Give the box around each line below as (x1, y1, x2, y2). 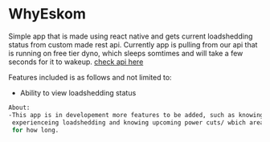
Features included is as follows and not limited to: (8, 72, 172, 82)
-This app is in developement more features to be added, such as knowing (8, 111, 264, 119)
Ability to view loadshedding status (19, 87, 137, 97)
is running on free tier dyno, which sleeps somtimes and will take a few (8, 48, 243, 58)
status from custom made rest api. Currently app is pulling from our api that (8, 39, 258, 49)
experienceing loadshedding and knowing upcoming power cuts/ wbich (11, 118, 247, 127)
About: (8, 103, 31, 112)
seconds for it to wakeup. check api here (8, 57, 144, 67)
